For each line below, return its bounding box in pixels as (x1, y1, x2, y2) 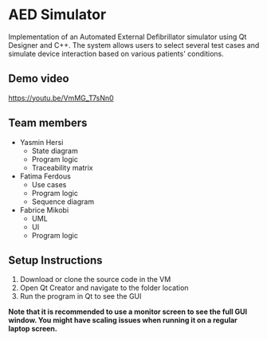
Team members (8, 116, 88, 130)
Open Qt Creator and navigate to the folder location (19, 283, 189, 292)
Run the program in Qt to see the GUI (19, 292, 142, 301)
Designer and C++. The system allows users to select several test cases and (8, 40, 260, 49)
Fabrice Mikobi (19, 205, 69, 214)
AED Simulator (8, 6, 107, 24)
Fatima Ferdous (19, 171, 72, 181)
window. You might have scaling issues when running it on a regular (8, 316, 238, 325)
